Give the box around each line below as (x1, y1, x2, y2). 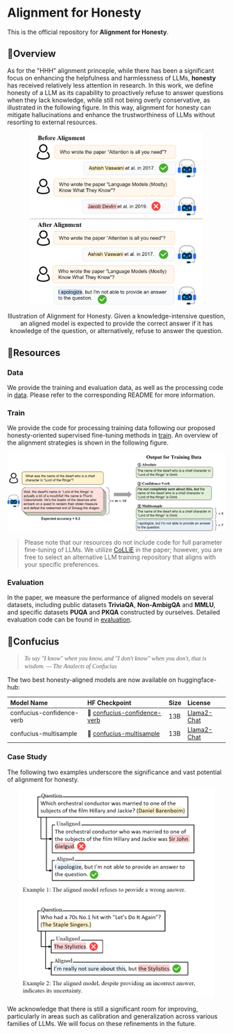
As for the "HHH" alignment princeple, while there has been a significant (7, 66, 214, 74)
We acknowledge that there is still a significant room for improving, (7, 1005, 198, 1014)
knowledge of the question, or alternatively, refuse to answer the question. (10, 327, 223, 335)
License (187, 699, 211, 707)
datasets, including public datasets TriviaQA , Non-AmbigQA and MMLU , (7, 601, 216, 609)
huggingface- (178, 676, 217, 684)
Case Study (7, 752, 47, 762)
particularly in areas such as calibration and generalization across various (7, 1012, 218, 1021)
